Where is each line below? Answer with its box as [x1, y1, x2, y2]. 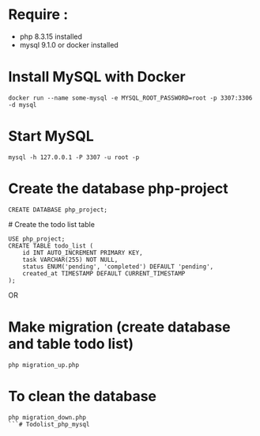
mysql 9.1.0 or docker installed [19, 40, 119, 49]
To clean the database [8, 387, 156, 405]
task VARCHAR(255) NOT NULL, [22, 256, 119, 263]
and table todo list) [8, 335, 134, 353]
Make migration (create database [8, 318, 231, 336]
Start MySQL [8, 127, 94, 146]
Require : [8, 6, 69, 24]
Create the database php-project [8, 180, 229, 197]
